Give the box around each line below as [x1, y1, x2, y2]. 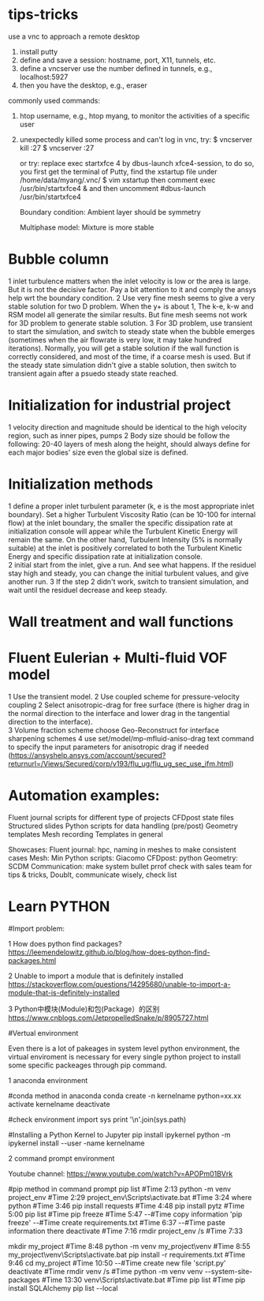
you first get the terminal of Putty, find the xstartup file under [19, 167, 218, 176]
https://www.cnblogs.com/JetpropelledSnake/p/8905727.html [8, 1013, 209, 1022]
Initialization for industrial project [8, 396, 231, 414]
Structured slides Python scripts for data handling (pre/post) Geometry [8, 821, 238, 830]
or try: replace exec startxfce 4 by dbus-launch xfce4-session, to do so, [19, 158, 255, 167]
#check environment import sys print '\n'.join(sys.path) [8, 1115, 187, 1124]
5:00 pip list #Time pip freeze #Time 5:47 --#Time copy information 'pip [8, 1209, 243, 1219]
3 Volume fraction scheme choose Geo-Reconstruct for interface [8, 725, 219, 735]
